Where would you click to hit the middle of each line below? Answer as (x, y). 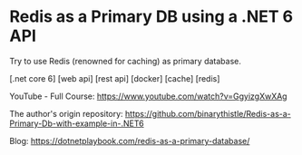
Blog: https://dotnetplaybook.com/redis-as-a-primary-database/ (130, 140)
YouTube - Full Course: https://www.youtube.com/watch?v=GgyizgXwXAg (148, 96)
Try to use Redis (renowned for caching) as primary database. (126, 61)
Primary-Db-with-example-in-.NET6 (77, 123)
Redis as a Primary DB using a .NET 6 (151, 17)
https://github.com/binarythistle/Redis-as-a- (209, 113)
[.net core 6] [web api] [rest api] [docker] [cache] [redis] (115, 78)
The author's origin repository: (67, 113)
